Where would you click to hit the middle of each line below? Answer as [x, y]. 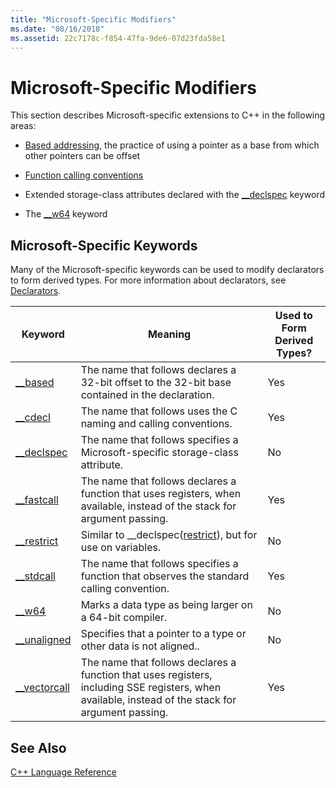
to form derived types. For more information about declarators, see [148, 280]
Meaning [169, 334]
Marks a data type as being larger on [166, 605]
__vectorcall [42, 688]
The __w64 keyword [66, 214]
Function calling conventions [84, 175]
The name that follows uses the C [159, 411]
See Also [38, 747]
